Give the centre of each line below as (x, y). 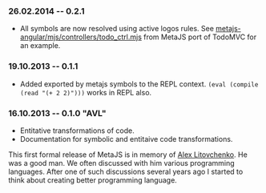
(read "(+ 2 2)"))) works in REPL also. (86, 92)
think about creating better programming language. (93, 180)
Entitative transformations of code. (77, 131)
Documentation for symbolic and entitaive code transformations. (126, 139)
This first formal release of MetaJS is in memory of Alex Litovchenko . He (128, 155)
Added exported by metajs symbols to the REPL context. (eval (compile (139, 84)
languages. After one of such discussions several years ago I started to (126, 171)
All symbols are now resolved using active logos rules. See (117, 29)
